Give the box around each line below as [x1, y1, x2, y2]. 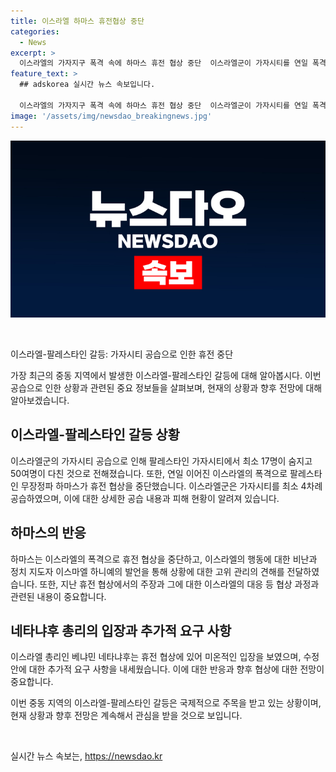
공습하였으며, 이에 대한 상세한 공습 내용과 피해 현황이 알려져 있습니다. [10, 492, 280, 504]
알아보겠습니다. [10, 395, 70, 406]
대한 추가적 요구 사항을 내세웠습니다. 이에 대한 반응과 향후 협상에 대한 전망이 [28, 663, 325, 675]
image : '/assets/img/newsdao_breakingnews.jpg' [10, 111, 213, 121]
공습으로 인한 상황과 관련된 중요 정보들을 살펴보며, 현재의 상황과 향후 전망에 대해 [10, 382, 323, 394]
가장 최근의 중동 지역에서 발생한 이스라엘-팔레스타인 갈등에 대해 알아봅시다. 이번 [10, 370, 322, 381]
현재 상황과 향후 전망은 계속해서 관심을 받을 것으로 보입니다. [10, 710, 243, 722]
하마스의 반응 [10, 525, 87, 542]
